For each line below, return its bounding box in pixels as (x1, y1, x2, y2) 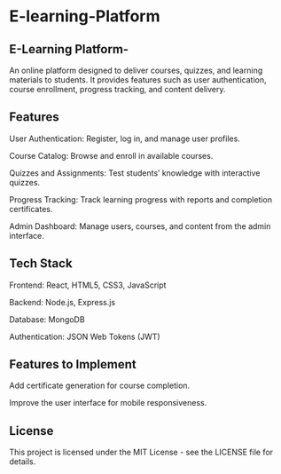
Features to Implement (9, 357, 137, 372)
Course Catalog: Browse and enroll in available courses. (9, 150, 214, 161)
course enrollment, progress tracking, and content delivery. (9, 84, 226, 94)
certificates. (9, 203, 53, 214)
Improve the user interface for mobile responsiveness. (9, 398, 207, 408)
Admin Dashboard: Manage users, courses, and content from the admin (9, 220, 271, 232)
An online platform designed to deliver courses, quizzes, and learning (9, 65, 263, 75)
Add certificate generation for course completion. (9, 380, 191, 391)
